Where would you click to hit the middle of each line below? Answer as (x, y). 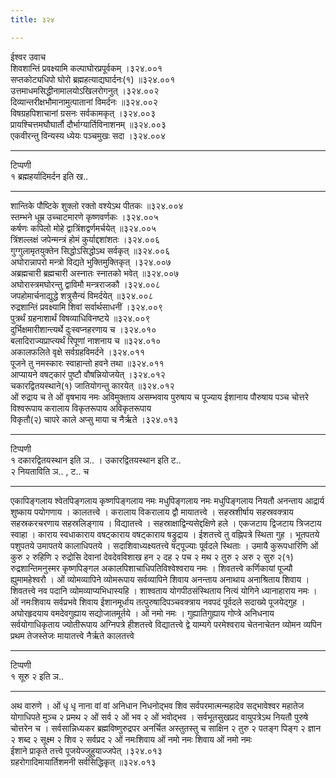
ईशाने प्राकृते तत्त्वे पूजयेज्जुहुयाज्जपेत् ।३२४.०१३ (86, 750)
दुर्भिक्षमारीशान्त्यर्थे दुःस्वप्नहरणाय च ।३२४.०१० (83, 329)
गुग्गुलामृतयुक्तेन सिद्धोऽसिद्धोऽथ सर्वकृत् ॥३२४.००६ (90, 250)
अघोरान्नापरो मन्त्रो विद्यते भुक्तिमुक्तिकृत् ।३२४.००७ (91, 262)
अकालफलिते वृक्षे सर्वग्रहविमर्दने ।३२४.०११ (77, 352)
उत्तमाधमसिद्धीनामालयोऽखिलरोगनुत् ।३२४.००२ (85, 90)
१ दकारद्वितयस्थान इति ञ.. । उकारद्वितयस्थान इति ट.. (96, 460)
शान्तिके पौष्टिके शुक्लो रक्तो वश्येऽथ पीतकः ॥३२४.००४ (97, 205)
